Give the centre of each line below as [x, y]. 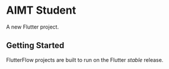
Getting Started [35, 46]
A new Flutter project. [33, 27]
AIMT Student [41, 10]
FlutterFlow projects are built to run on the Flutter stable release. [85, 59]
